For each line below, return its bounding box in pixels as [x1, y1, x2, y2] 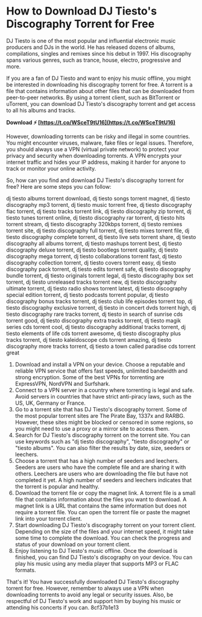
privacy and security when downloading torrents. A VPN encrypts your [6, 152, 182, 159]
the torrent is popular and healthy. [14, 483, 99, 490]
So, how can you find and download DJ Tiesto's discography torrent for [6, 177, 185, 184]
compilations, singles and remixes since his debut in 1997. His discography [6, 50, 192, 57]
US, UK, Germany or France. [14, 399, 86, 406]
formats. [14, 566, 36, 573]
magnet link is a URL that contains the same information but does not [14, 502, 187, 509]
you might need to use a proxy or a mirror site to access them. [14, 425, 170, 432]
